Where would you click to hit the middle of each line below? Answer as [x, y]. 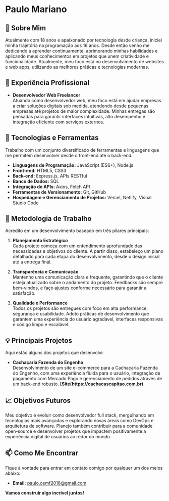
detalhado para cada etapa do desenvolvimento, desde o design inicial [86, 257]
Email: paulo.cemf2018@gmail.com [49, 483]
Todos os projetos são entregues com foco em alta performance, [80, 308]
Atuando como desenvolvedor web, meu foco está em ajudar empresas [87, 100]
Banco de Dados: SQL [36, 181]
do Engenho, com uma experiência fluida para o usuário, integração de [86, 373]
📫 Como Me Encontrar [42, 453]
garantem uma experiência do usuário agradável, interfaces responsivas [88, 319]
